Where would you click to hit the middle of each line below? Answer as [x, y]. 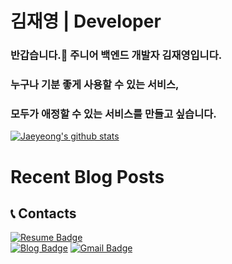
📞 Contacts [43, 213]
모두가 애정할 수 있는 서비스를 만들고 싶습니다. [113, 114]
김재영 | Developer [86, 21]
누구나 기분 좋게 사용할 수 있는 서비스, [95, 85]
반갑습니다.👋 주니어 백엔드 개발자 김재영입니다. [116, 55]
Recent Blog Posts [87, 176]
